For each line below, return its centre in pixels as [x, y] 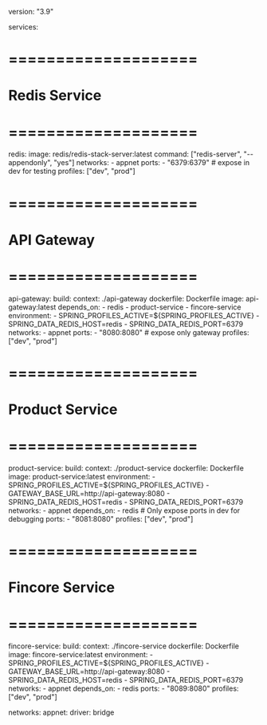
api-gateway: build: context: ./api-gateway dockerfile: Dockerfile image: [126, 298]
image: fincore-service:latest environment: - [81, 655]
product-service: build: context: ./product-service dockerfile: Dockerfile [126, 468]
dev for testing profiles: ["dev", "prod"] [72, 171]
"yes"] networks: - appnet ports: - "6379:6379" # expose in [151, 163]
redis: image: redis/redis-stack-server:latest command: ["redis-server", [125, 154]
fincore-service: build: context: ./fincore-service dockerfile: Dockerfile [124, 646]
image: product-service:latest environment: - [82, 476]
